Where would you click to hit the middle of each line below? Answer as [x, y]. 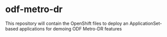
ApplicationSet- [146, 23]
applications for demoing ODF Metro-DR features [71, 28]
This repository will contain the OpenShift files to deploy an [67, 23]
